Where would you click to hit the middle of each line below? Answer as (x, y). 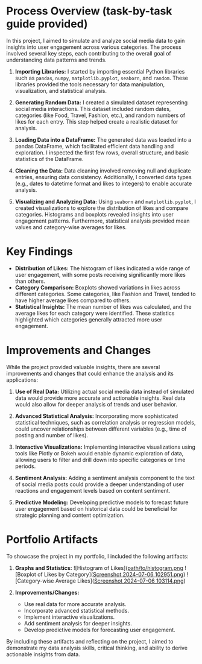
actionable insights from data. (43, 654)
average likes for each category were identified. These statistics (95, 313)
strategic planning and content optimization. (70, 515)
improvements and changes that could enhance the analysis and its (90, 373)
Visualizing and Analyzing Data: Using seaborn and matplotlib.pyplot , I (105, 201)
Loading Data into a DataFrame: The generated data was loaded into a (103, 139)
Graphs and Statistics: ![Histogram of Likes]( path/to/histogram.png (99, 568)
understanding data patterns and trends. (56, 60)
